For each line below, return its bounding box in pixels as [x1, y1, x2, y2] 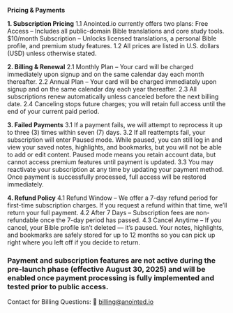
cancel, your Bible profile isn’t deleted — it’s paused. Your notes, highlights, [7, 224, 225, 231]
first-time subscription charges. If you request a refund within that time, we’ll [7, 201, 227, 209]
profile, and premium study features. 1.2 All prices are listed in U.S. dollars [7, 42, 220, 50]
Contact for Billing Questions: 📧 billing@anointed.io [7, 298, 154, 306]
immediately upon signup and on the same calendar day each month [7, 70, 204, 78]
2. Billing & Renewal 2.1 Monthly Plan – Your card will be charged [7, 63, 194, 71]
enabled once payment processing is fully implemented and [7, 272, 215, 282]
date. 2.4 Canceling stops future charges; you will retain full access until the [7, 100, 226, 108]
